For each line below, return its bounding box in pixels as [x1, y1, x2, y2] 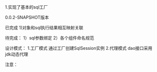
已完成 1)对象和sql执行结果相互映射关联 [5, 25, 84, 30]
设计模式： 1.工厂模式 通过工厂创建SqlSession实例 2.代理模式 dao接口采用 [5, 45, 153, 51]
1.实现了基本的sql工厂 [5, 4, 48, 10]
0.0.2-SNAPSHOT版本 [5, 14, 49, 20]
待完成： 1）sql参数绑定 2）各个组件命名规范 [5, 35, 94, 41]
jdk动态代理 [5, 51, 28, 57]
